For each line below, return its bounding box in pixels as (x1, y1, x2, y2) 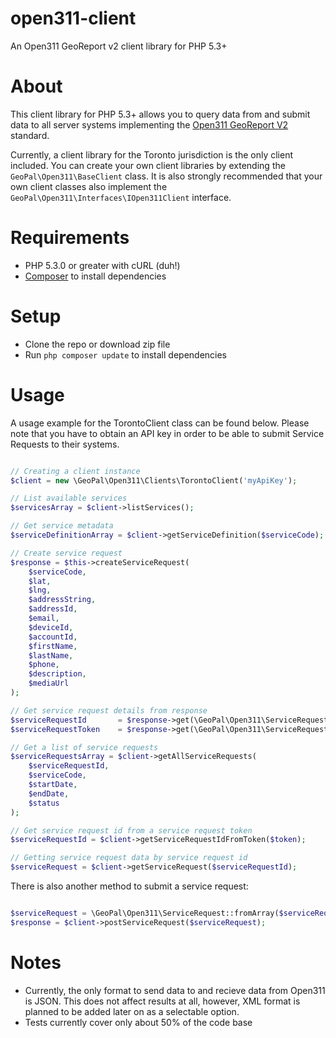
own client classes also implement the (10, 180, 168, 192)
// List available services (10, 493, 128, 504)
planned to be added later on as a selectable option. (24, 1005, 240, 1017)
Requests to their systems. (10, 438, 120, 450)
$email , (28, 613, 60, 624)
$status (28, 798, 60, 808)
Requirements (10, 227, 130, 249)
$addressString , (28, 595, 97, 605)
